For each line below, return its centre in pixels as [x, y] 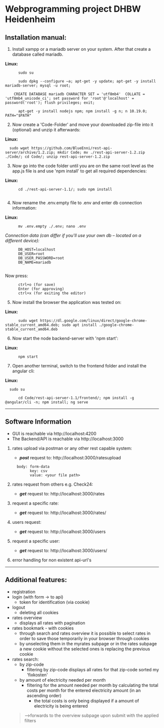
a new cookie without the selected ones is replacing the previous [85, 649]
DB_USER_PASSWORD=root [41, 258]
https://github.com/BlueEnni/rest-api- [72, 148]
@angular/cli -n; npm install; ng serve [47, 402]
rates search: [25, 659]
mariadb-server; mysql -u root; [38, 86]
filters [30, 720]
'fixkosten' [37, 675]
